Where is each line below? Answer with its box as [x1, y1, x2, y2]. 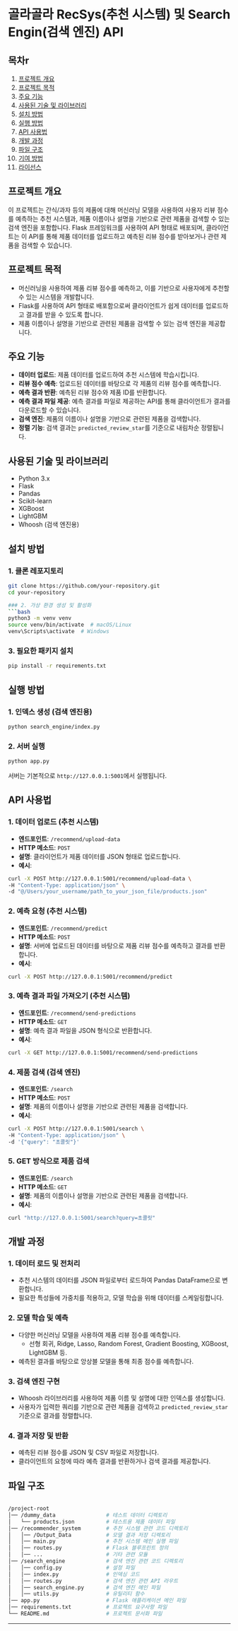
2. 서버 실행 [8, 741, 45, 751]
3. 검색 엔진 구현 [8, 1376, 61, 1386]
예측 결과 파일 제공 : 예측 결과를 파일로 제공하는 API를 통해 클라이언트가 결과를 [18, 397, 231, 406]
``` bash [8, 608, 31, 616]
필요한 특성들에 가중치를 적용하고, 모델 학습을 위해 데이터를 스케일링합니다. [18, 1294, 225, 1302]
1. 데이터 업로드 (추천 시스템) [8, 817, 100, 827]
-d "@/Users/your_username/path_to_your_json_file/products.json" [8, 888, 208, 895]
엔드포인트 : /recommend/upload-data [18, 835, 121, 843]
